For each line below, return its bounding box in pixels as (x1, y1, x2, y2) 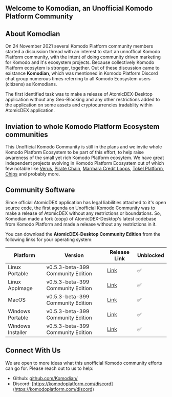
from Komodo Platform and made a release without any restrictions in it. (5, 221, 157, 227)
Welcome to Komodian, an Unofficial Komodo (5, 4, 153, 13)
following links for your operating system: (5, 236, 93, 242)
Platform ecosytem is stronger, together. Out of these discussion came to (5, 65, 160, 71)
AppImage (8, 284, 33, 292)
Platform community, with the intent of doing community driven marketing (5, 54, 161, 60)
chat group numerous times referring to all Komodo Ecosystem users (5, 76, 151, 82)
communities (5, 130, 49, 139)
